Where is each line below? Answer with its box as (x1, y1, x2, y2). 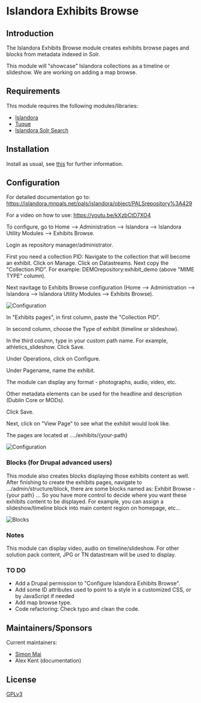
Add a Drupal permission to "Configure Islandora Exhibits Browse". (14, 580, 181, 587)
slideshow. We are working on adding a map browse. (6, 69, 137, 76)
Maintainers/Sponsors (6, 623, 93, 633)
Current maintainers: (6, 639, 57, 646)
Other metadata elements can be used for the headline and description (6, 390, 182, 397)
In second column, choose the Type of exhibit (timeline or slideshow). (6, 326, 179, 333)
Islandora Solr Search (14, 127, 69, 134)
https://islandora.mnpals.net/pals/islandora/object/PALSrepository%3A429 (6, 200, 193, 207)
